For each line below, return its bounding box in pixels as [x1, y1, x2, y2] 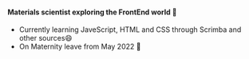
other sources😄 [18, 33, 73, 43]
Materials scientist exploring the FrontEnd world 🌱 [7, 7, 177, 17]
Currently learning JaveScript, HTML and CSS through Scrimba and [18, 25, 242, 34]
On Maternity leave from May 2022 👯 [18, 41, 141, 52]
